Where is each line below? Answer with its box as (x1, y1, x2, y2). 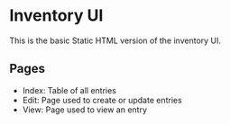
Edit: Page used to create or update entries (22, 94, 182, 105)
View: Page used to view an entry (22, 104, 147, 115)
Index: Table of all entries (22, 84, 117, 95)
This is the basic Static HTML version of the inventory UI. (9, 35, 222, 46)
